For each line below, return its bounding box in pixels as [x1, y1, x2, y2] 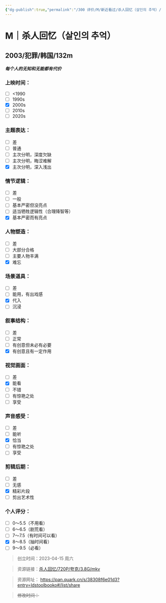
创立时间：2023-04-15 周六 [17, 555, 74, 561]
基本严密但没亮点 [12, 202, 47, 208]
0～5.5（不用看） [12, 520, 48, 526]
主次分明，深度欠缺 [12, 151, 52, 157]
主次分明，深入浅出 [12, 164, 52, 170]
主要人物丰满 [12, 253, 39, 259]
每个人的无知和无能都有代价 [5, 66, 62, 71]
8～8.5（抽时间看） [12, 539, 52, 545]
